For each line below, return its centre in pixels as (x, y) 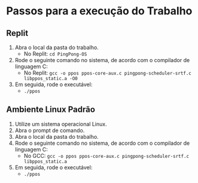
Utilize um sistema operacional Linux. (61, 124)
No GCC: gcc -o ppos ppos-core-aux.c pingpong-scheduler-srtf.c (106, 155)
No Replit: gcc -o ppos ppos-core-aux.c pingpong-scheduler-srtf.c (107, 73)
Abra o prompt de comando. (50, 130)
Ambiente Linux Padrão (51, 110)
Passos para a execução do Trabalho (99, 11)
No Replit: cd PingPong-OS (55, 54)
